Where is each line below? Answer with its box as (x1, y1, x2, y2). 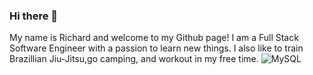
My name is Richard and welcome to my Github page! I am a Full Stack (9, 32, 299, 44)
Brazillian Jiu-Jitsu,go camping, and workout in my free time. (9, 53, 259, 65)
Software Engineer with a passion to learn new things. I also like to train (9, 42, 304, 54)
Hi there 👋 (9, 9, 59, 23)
